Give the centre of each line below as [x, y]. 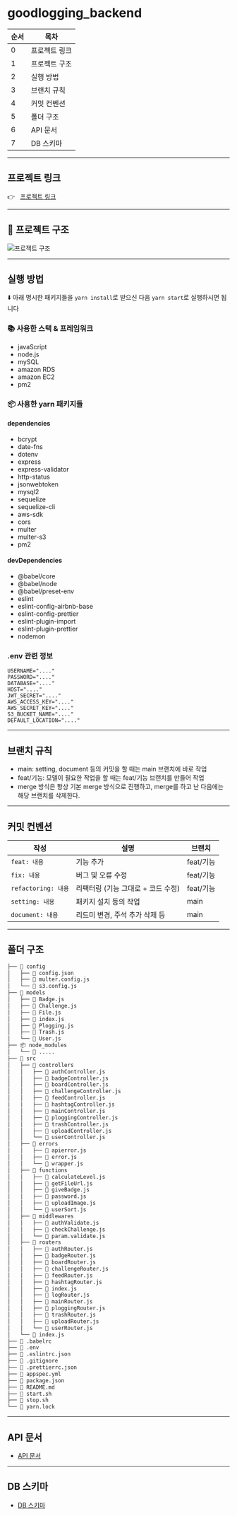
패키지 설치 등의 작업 [108, 902]
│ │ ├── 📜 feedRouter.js [50, 1275]
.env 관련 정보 [30, 655]
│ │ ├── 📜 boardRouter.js [52, 1263]
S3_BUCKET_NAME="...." [41, 715]
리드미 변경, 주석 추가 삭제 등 [121, 915]
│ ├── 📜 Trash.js [36, 1032]
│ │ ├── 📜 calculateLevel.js [56, 1177]
